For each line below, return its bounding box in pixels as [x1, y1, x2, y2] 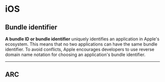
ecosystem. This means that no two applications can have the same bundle [5, 41, 158, 47]
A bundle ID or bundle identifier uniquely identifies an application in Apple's [5, 36, 160, 42]
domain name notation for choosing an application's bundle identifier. [5, 52, 146, 57]
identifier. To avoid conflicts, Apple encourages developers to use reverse [5, 47, 155, 52]
